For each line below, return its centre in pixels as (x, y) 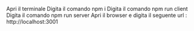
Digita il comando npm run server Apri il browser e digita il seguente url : (97, 15)
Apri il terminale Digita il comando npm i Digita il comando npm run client (97, 9)
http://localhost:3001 (32, 22)
